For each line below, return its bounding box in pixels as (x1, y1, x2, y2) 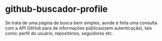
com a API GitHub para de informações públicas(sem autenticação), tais (5, 25, 152, 31)
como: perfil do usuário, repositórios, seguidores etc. (5, 30, 114, 36)
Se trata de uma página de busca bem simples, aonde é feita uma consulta (5, 20, 158, 26)
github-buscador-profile (5, 3, 108, 15)
